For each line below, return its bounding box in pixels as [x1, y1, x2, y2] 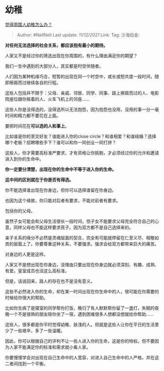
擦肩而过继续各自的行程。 [9, 79, 61, 86]
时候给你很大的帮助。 [5, 294, 48, 301]
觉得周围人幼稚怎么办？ [5, 22, 52, 27]
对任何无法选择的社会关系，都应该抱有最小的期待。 [5, 42, 108, 48]
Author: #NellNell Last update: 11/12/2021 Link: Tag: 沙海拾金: [17, 32, 140, 38]
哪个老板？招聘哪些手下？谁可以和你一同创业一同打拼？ [5, 139, 116, 145]
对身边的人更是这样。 [5, 251, 48, 257]
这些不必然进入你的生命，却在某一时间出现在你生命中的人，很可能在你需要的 [5, 288, 159, 294]
